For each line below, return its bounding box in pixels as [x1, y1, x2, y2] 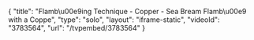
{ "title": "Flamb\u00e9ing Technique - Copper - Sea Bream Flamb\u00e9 [8, 7, 247, 16]
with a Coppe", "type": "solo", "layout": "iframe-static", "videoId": [8, 15, 220, 24]
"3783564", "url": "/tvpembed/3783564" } [8, 24, 146, 32]
